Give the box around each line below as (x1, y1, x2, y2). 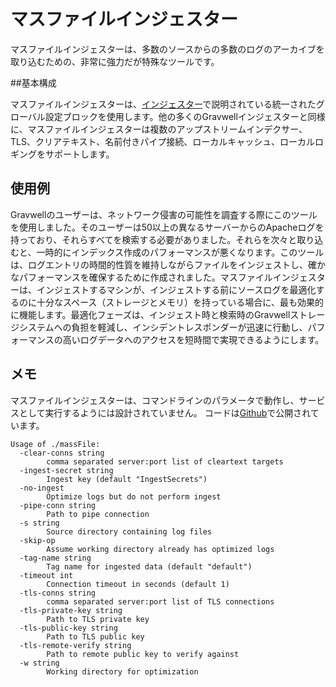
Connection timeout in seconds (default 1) (46, 579, 230, 589)
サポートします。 (44, 148, 115, 160)
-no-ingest (19, 483, 65, 493)
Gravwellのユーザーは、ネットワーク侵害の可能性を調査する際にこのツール (10, 208, 318, 220)
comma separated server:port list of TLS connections (46, 596, 275, 607)
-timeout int (19, 570, 74, 580)
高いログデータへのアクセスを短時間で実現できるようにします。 (62, 333, 325, 345)
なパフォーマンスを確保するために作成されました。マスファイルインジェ (10, 271, 308, 283)
